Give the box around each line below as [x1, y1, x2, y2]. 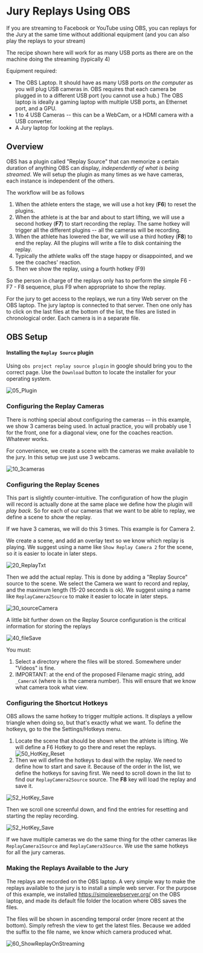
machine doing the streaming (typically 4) [6, 55, 111, 62]
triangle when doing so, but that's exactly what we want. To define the [6, 719, 181, 726]
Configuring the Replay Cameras [6, 402, 105, 411]
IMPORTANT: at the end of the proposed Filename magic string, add [14, 670, 185, 678]
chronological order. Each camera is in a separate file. [6, 314, 141, 322]
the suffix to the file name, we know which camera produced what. [6, 928, 173, 935]
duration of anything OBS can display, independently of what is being [6, 164, 179, 171]
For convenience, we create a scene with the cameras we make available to [6, 447, 195, 454]
